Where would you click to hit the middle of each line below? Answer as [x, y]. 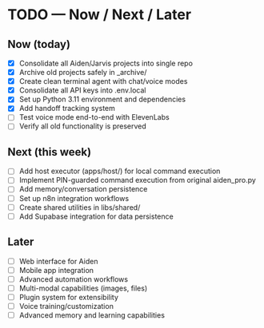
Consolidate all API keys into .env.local [82, 90]
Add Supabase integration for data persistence [96, 216]
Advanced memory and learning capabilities [92, 315]
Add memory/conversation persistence [83, 189]
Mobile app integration [56, 270]
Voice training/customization [66, 306]
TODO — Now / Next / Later [100, 15]
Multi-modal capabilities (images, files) [83, 288]
